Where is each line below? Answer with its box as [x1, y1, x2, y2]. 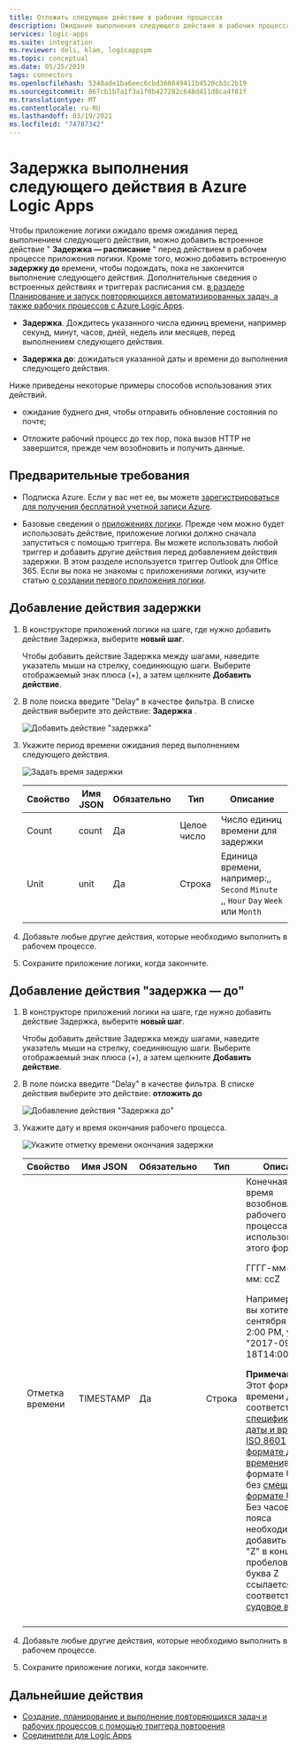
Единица [220, 849, 258, 862]
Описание [229, 793, 275, 805]
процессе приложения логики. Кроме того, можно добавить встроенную [9, 253, 287, 264]
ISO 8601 [246, 1435, 287, 1447]
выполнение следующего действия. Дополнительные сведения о [9, 272, 258, 282]
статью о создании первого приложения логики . [21, 575, 207, 585]
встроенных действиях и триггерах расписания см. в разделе [9, 281, 245, 292]
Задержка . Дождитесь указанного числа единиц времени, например [21, 317, 287, 328]
